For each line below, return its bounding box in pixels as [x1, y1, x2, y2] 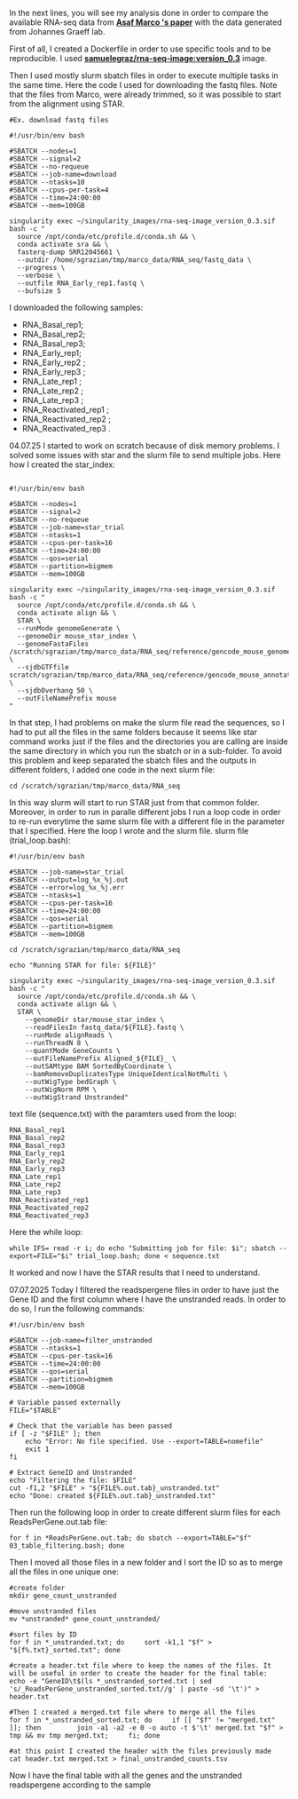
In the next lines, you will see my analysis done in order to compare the [9, 8, 269, 18]
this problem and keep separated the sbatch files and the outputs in [9, 755, 257, 765]
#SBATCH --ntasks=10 [9, 178, 86, 186]
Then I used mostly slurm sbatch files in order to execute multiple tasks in [9, 70, 279, 81]
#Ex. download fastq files [9, 115, 109, 124]
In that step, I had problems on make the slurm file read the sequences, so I [9, 717, 286, 727]
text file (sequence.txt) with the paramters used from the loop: [9, 1109, 237, 1119]
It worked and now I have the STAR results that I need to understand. [9, 1267, 261, 1278]
